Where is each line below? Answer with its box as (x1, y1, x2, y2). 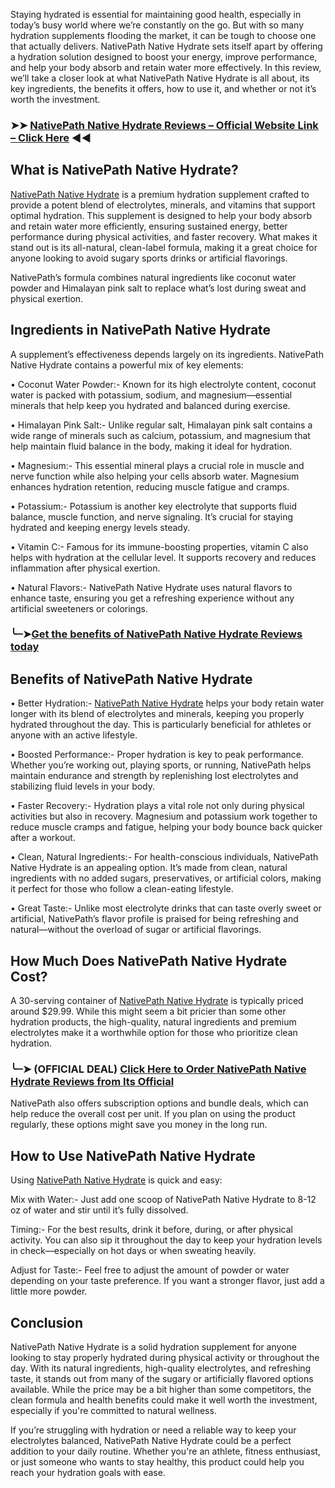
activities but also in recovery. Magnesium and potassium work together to (10, 810, 318, 823)
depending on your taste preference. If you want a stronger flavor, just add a (10, 1275, 325, 1287)
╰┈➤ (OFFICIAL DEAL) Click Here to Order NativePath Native (10, 1062, 307, 1076)
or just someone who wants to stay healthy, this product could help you (10, 1456, 305, 1468)
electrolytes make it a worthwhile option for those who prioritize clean (10, 1027, 298, 1039)
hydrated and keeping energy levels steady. (10, 521, 191, 533)
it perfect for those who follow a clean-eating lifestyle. (10, 883, 234, 895)
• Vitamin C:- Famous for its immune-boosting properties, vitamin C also (10, 540, 309, 553)
